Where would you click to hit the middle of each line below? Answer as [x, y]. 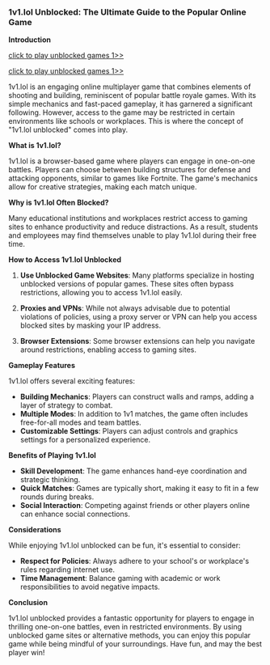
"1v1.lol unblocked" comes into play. [68, 130]
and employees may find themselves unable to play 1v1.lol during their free [133, 235]
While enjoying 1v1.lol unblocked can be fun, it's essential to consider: [124, 545]
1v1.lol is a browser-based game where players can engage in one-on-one [132, 161]
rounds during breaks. [57, 497]
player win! [27, 653]
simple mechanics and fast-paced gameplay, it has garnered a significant [131, 104]
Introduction [30, 40]
